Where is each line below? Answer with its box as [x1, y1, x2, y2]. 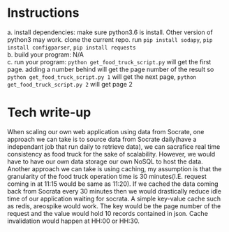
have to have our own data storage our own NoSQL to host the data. [7, 157, 204, 166]
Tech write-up [7, 105, 91, 120]
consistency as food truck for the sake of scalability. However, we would [7, 150, 216, 158]
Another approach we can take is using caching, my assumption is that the [7, 164, 222, 173]
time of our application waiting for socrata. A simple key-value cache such [7, 194, 221, 203]
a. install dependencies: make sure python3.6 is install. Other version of [7, 28, 213, 36]
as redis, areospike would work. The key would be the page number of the [7, 201, 221, 210]
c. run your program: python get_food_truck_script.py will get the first [7, 57, 212, 66]
